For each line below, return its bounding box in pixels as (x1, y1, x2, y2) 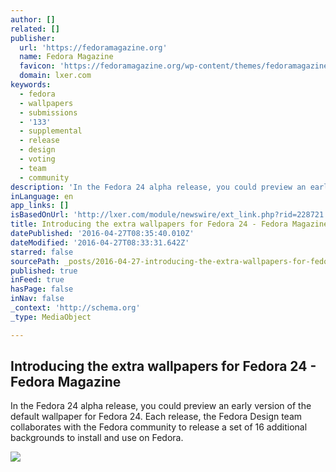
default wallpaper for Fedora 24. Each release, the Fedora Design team (10, 411, 303, 423)
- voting (19, 154, 56, 164)
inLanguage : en (10, 191, 74, 201)
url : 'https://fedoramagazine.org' (19, 42, 168, 53)
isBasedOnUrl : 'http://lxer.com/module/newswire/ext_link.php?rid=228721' (10, 210, 329, 220)
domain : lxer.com (19, 71, 92, 81)
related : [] (10, 24, 60, 34)
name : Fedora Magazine (19, 52, 114, 62)
